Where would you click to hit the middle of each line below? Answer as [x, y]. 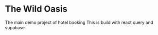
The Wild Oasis [36, 9]
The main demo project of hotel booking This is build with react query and [79, 22]
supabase [15, 27]
